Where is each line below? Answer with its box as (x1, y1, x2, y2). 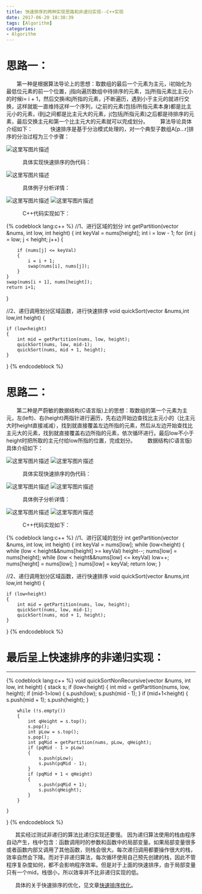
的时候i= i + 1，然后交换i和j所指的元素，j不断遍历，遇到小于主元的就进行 (6, 95, 185, 102)
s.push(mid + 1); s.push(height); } (6, 696, 89, 703)
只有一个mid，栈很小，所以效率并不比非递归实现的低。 (6, 869, 142, 876)
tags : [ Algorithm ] (6, 20, 52, 26)
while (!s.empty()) (17, 708, 66, 714)
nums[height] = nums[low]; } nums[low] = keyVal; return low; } (6, 560, 161, 567)
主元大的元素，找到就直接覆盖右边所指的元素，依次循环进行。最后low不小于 (6, 429, 194, 436)
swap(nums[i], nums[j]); (28, 263, 90, 269)
